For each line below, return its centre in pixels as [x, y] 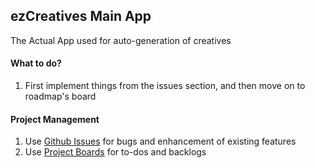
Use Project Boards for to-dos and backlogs [115, 152]
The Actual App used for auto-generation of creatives [121, 40]
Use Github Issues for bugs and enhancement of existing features [160, 141]
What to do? [36, 63]
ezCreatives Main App [81, 16]
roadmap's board [60, 96]
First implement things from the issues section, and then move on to [165, 86]
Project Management [55, 119]
